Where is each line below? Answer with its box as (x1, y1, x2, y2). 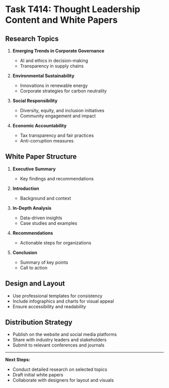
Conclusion (12, 249, 38, 256)
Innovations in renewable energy (20, 82, 88, 88)
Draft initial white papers (12, 372, 64, 378)
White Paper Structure (5, 153, 77, 161)
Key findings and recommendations (20, 175, 94, 181)
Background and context (20, 195, 71, 201)
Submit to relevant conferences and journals (12, 342, 105, 348)
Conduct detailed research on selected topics (12, 366, 107, 372)
